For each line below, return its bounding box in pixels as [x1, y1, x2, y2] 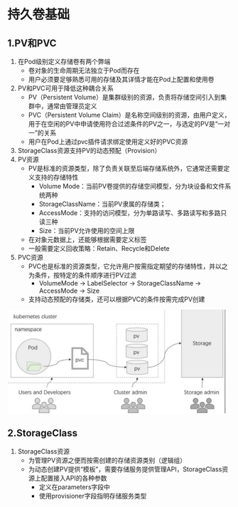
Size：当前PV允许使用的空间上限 [38, 226, 135, 235]
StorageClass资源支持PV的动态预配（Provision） [17, 147, 161, 155]
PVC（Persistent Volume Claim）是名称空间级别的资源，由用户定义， [28, 111, 231, 119]
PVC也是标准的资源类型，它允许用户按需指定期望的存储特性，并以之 [28, 262, 228, 271]
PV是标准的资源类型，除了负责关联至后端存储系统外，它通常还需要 [28, 164, 224, 172]
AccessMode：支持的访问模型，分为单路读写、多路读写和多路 [38, 209, 221, 217]
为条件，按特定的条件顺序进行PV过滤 [28, 271, 137, 279]
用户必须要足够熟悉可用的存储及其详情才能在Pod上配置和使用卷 [28, 75, 215, 83]
